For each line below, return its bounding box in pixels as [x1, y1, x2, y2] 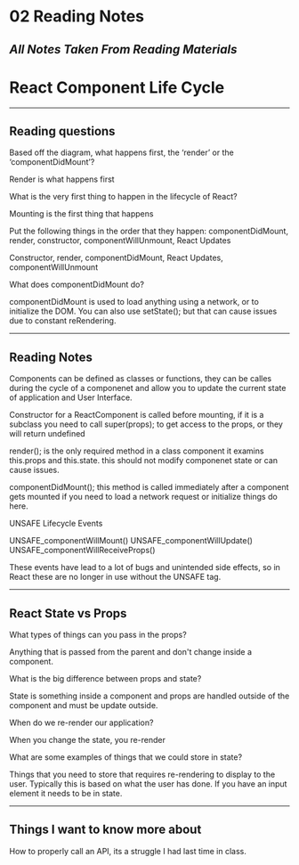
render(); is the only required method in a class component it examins [9, 445, 264, 456]
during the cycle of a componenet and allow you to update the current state [9, 383, 287, 394]
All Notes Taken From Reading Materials [9, 42, 238, 57]
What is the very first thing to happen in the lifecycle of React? [9, 192, 238, 202]
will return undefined [9, 428, 86, 439]
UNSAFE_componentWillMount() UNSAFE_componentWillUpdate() [9, 535, 254, 546]
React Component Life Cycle [9, 78, 225, 97]
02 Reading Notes [9, 6, 145, 27]
